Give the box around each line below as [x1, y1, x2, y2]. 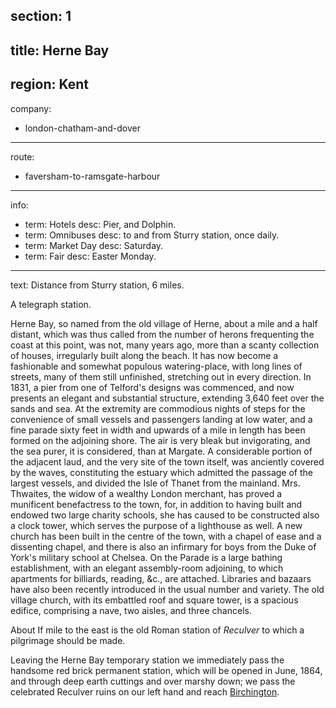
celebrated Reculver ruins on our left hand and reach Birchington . [10, 685, 280, 698]
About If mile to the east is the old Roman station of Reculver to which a [10, 624, 305, 636]
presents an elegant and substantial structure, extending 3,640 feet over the [10, 392, 325, 404]
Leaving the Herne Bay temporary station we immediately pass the [10, 654, 285, 666]
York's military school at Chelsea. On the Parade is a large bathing [10, 551, 283, 563]
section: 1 [10, 8, 72, 25]
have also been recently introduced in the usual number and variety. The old [10, 583, 325, 595]
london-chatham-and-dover [24, 122, 141, 134]
